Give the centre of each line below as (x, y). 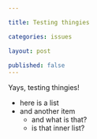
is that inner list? (58, 128)
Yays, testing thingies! (44, 88)
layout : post (30, 51)
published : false (37, 65)
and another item (47, 111)
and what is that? (59, 120)
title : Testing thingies (49, 22)
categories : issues (40, 36)
